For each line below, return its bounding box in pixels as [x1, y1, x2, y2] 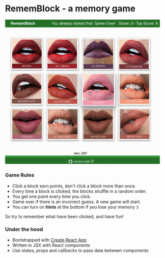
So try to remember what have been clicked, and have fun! [5, 213, 124, 220]
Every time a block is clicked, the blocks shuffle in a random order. [12, 188, 147, 194]
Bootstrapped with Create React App [12, 237, 87, 243]
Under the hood [5, 225, 43, 232]
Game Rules [5, 172, 34, 179]
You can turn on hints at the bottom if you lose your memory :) [12, 204, 139, 210]
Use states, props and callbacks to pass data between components [12, 248, 149, 254]
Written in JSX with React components [12, 242, 90, 248]
